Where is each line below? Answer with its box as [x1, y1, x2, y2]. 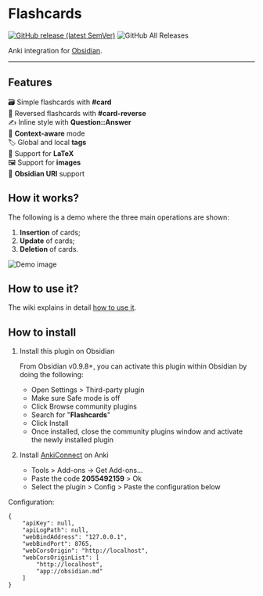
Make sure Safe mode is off [31, 394, 121, 403]
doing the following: [19, 370, 84, 380]
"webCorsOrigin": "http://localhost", [22, 547, 149, 555]
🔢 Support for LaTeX [8, 148, 74, 158]
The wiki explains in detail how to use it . [8, 303, 137, 312]
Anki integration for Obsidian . [8, 45, 103, 55]
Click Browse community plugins [31, 402, 137, 412]
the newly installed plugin [31, 435, 113, 445]
